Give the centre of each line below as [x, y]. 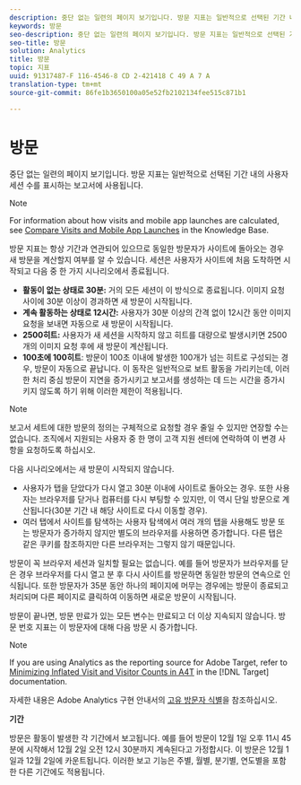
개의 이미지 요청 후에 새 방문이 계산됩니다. [95, 346]
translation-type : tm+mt [56, 84]
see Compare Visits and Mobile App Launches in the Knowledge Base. [139, 231]
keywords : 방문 [36, 26]
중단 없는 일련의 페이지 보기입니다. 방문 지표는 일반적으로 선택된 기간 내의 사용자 [149, 174]
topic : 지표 [30, 68]
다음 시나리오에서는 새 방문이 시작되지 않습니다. [92, 469]
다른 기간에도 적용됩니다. [62, 772]
